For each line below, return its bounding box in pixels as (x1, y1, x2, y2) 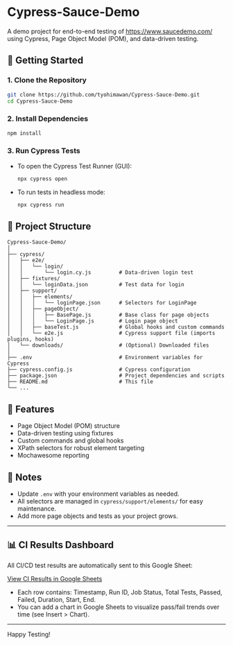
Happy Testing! (7, 630, 51, 638)
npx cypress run (17, 201, 64, 208)
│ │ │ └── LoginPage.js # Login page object (7, 318, 178, 325)
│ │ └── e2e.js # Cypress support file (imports (7, 330, 216, 337)
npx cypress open (17, 175, 68, 182)
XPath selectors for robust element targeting (17, 444, 145, 452)
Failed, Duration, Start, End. (17, 595, 96, 603)
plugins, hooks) (7, 336, 54, 343)
